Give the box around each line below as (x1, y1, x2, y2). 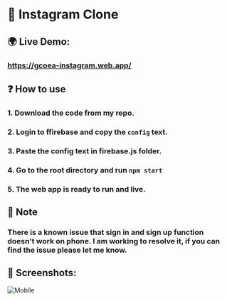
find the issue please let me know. (7, 245, 128, 255)
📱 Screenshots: (7, 267, 77, 279)
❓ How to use (7, 83, 66, 95)
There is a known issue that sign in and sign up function (7, 227, 204, 237)
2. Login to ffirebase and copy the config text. (7, 127, 169, 137)
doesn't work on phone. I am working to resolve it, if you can (7, 236, 221, 246)
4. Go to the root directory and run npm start (7, 165, 163, 175)
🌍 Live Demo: (7, 35, 70, 48)
